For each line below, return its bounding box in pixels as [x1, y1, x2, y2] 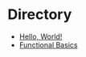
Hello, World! [18, 32, 63, 41]
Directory [7, 6, 72, 24]
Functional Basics [18, 40, 78, 49]
